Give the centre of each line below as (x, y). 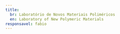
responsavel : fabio (26, 24)
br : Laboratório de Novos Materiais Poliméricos (63, 14)
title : (12, 10)
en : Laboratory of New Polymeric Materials (57, 19)
